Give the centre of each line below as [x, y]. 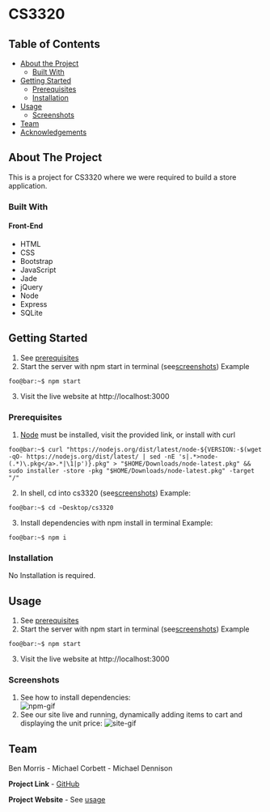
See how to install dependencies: [75, 698]
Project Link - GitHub [44, 784]
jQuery [31, 287]
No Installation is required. [52, 576]
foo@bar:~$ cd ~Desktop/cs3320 [61, 508]
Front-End [26, 226]
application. [28, 185]
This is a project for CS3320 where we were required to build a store [122, 177]
